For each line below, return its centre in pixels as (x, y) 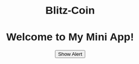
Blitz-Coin (70, 10)
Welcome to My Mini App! (70, 37)
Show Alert (70, 54)
